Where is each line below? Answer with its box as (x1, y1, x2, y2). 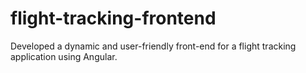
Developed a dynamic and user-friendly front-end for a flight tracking (10, 40, 297, 52)
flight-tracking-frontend (10, 7, 217, 30)
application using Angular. (10, 50, 118, 62)
